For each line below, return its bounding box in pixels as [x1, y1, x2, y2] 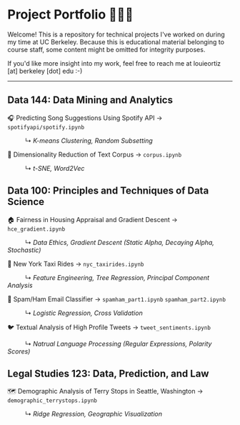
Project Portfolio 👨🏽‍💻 [7, 6, 134, 23]
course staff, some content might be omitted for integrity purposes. [7, 45, 206, 54]
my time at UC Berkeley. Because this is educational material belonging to [7, 37, 225, 46]
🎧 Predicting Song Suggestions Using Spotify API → [7, 114, 163, 122]
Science [7, 196, 45, 208]
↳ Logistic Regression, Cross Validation [24, 309, 143, 317]
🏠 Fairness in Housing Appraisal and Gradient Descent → [7, 215, 178, 224]
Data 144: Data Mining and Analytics [7, 94, 174, 106]
